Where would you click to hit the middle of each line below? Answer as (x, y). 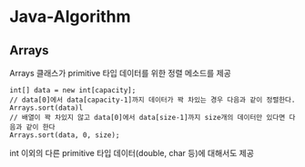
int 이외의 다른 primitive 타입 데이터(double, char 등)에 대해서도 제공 (132, 153)
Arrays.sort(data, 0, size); (65, 135)
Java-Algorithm (70, 17)
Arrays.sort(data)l (46, 108)
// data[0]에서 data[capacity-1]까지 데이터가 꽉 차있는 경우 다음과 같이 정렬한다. (152, 100)
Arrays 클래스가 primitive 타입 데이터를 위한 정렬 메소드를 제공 (121, 73)
